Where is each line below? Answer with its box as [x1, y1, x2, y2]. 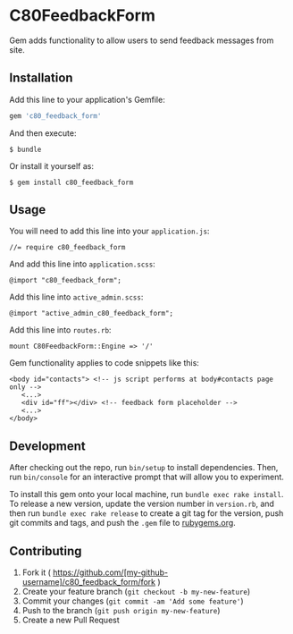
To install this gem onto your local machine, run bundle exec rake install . [9, 489, 284, 500]
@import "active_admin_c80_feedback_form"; [9, 309, 174, 318]
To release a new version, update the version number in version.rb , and [9, 498, 275, 510]
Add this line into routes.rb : [9, 325, 112, 335]
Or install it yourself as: [9, 160, 94, 171]
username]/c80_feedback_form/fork [21, 577, 156, 588]
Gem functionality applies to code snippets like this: [9, 358, 199, 368]
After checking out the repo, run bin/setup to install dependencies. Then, [9, 462, 279, 473]
